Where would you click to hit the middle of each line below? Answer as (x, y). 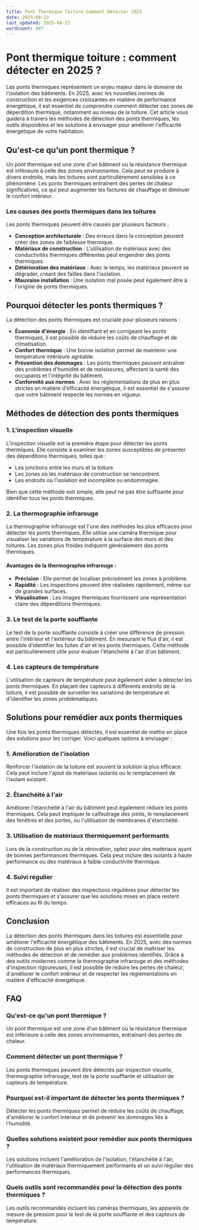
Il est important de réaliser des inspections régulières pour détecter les (93, 890)
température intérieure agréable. (54, 357)
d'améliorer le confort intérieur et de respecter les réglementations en (91, 973)
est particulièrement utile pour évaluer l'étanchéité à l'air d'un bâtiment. (94, 651)
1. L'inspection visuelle (40, 430)
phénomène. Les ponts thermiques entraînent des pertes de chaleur (90, 183)
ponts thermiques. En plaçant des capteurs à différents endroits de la (91, 686)
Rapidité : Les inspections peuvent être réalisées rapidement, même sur (103, 585)
